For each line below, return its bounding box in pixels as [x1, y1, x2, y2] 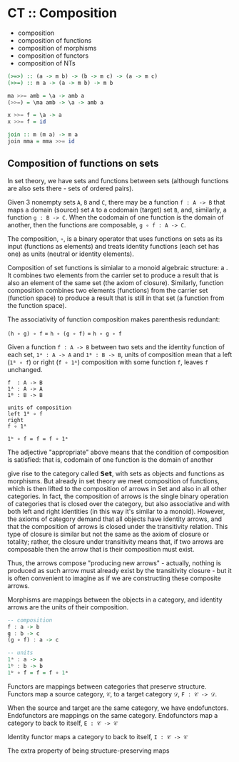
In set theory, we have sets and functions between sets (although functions [7, 176, 229, 185]
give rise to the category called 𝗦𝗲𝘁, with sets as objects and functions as [7, 469, 225, 478]
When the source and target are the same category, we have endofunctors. [7, 704, 229, 712]
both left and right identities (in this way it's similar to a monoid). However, [7, 507, 225, 515]
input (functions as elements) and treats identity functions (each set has [7, 242, 220, 250]
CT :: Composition [7, 5, 118, 21]
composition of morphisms [17, 43, 97, 52]
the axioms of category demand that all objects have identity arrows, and [7, 515, 223, 523]
